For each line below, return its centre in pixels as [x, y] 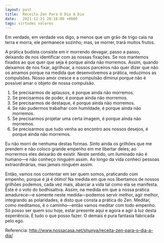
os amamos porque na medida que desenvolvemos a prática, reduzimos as [81, 73]
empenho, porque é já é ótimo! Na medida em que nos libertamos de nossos [82, 179]
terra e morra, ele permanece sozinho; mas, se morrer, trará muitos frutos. [80, 43]
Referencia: [17, 230]
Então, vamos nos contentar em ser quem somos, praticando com [72, 174]
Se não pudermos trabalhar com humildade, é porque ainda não [77, 108]
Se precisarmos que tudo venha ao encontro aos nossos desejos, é [80, 129]
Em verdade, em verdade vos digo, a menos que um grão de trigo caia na [79, 37]
